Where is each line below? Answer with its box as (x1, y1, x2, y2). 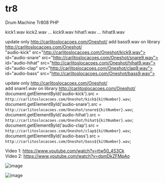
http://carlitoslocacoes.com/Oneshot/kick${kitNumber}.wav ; (5, 95, 132, 102)
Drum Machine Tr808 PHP (5, 19, 59, 25)
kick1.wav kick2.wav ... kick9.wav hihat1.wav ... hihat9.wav (5, 29, 125, 35)
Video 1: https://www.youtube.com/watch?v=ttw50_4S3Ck (5, 148, 125, 154)
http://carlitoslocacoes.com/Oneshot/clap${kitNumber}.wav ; (5, 127, 132, 133)
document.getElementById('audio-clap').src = (5, 122, 99, 128)
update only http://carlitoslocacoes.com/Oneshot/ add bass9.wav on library (5, 38, 161, 45)
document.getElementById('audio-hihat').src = (5, 111, 101, 117)
